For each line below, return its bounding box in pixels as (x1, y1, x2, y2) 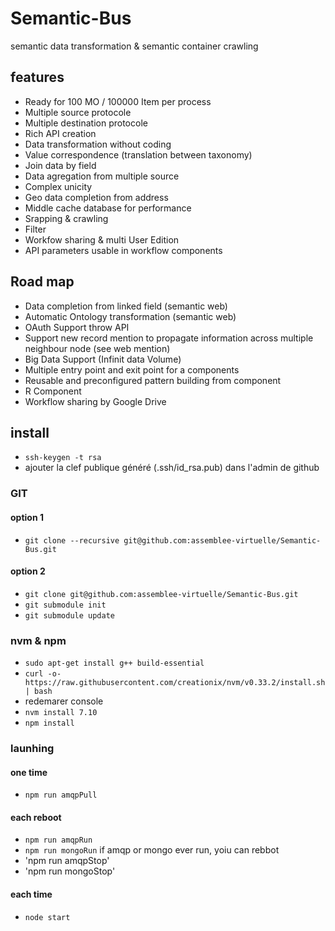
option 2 (10, 565, 46, 577)
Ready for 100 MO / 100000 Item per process (24, 95, 212, 107)
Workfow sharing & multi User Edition (24, 233, 180, 246)
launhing (10, 741, 55, 755)
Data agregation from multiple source (24, 170, 180, 182)
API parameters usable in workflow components (24, 244, 223, 256)
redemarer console (24, 695, 104, 707)
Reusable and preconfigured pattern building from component (24, 374, 282, 386)
